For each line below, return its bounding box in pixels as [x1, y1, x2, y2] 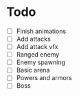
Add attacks [16, 35, 51, 43]
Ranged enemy [16, 50, 60, 59]
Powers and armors [16, 74, 73, 82]
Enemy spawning [16, 58, 66, 66]
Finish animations [16, 27, 67, 35]
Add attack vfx [16, 43, 58, 51]
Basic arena [16, 66, 50, 75]
